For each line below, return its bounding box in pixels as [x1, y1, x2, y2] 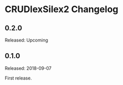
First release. [5, 75, 32, 81]
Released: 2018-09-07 [5, 65, 52, 71]
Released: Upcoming [5, 37, 49, 43]
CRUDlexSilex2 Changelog [5, 4, 118, 15]
